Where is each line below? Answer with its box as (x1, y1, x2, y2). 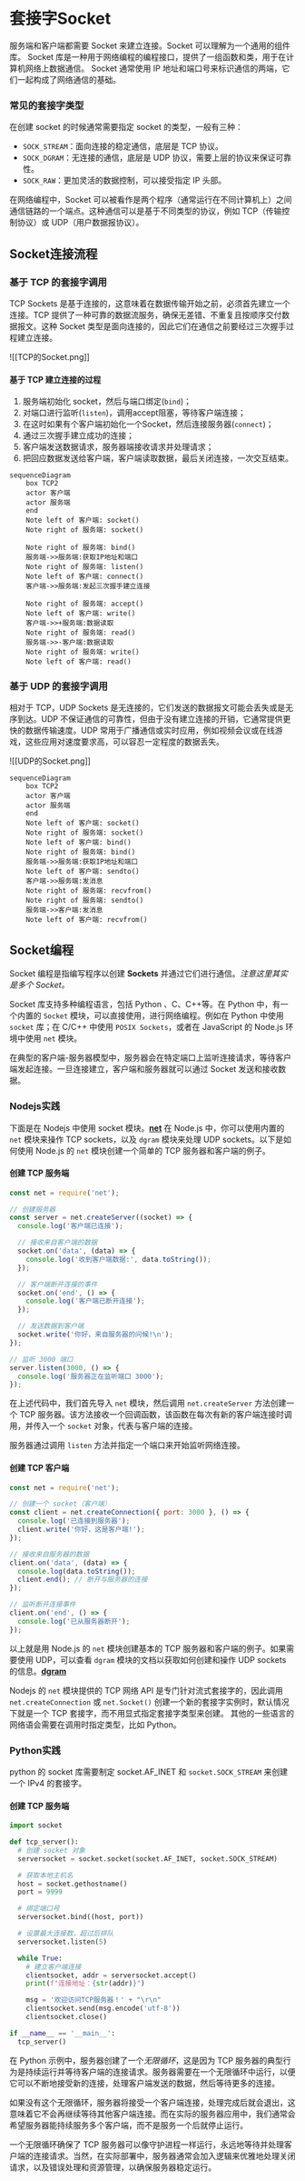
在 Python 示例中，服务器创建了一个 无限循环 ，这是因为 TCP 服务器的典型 (9, 2055, 284, 2066)
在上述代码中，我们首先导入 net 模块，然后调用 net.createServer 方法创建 (9, 1397, 287, 1409)
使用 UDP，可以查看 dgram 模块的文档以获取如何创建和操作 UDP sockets (16, 1654, 287, 1665)
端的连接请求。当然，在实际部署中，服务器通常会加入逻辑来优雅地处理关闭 (16, 2150, 296, 2161)
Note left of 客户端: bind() (25, 838, 132, 847)
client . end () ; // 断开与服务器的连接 (17, 1575, 148, 1585)
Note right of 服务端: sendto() (25, 896, 144, 905)
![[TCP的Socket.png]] (9, 351, 91, 362)
